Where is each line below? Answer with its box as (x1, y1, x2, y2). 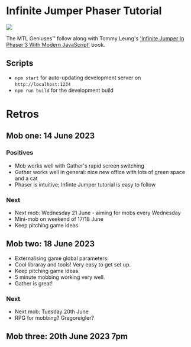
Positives (6, 149, 34, 157)
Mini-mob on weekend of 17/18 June (14, 215, 103, 223)
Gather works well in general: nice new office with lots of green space (14, 168, 185, 175)
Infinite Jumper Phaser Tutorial (6, 4, 162, 18)
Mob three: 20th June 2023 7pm (6, 332, 128, 342)
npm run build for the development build (14, 86, 114, 94)
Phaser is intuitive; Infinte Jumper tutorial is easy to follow (14, 181, 156, 188)
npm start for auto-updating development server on (14, 74, 141, 81)
